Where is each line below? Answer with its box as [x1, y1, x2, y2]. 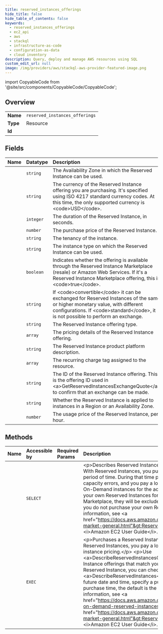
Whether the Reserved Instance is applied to [52, 396, 154, 403]
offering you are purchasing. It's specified [52, 187, 148, 194]
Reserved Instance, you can [83, 567, 147, 573]
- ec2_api [9, 30, 29, 34]
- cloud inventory [9, 52, 47, 57]
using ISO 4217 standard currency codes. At [52, 193, 155, 199]
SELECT [26, 496, 41, 501]
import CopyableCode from [5, 79, 60, 85]
